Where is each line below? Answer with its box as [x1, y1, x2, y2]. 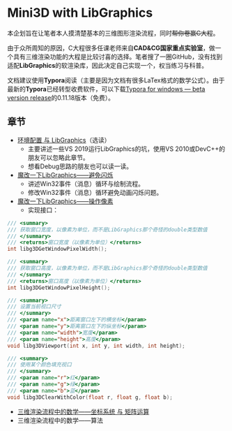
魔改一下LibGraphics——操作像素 [17, 197, 114, 205]
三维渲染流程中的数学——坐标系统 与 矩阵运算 [17, 407, 150, 416]
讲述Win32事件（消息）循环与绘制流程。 [27, 180, 145, 188]
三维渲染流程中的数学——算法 [17, 416, 103, 424]
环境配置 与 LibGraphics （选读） [17, 136, 111, 144]
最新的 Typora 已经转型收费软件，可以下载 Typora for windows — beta [7, 85, 206, 93]
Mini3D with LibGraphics [7, 5, 153, 21]
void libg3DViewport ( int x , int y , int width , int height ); [7, 342, 186, 349]
